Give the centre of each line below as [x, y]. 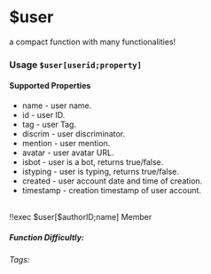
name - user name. [57, 106]
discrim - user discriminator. [74, 134]
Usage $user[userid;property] [75, 65]
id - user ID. [43, 115]
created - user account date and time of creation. [112, 181]
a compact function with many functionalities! [93, 42]
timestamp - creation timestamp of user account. [112, 191]
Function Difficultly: [47, 237]
